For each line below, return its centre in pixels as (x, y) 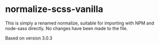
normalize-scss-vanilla (54, 9)
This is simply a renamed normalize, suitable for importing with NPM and (80, 23)
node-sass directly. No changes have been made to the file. (67, 28)
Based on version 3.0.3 (29, 38)
